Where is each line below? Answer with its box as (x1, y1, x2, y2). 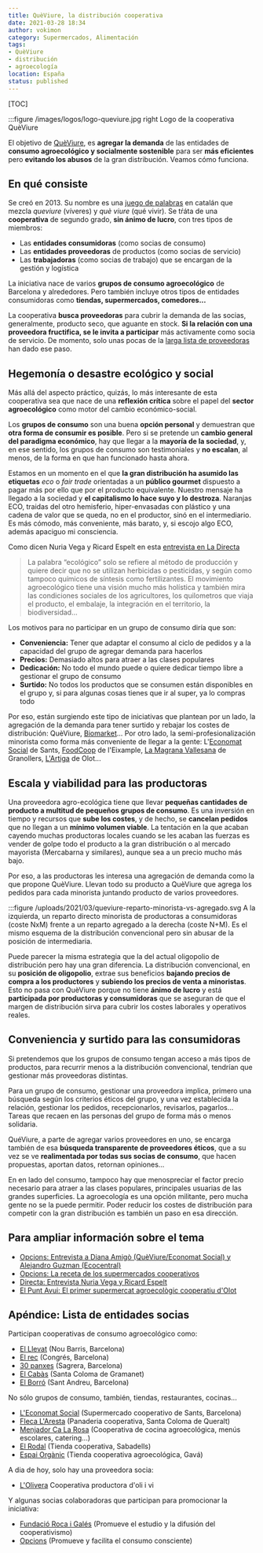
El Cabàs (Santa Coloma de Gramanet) (19, 1370, 145, 1379)
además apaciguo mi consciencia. (8, 527, 119, 537)
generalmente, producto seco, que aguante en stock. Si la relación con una (8, 319, 253, 329)
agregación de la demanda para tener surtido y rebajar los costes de (8, 721, 230, 730)
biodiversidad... (27, 607, 79, 618)
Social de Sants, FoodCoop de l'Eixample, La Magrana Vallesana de (8, 745, 226, 755)
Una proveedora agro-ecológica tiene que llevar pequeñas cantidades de (8, 797, 248, 806)
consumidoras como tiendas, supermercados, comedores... (8, 296, 206, 305)
